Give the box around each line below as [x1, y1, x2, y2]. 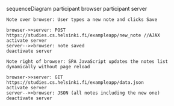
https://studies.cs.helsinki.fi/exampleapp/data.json [6, 80, 144, 86]
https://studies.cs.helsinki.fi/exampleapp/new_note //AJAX [6, 32, 161, 38]
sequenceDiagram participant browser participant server [6, 5, 148, 12]
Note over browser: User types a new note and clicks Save [6, 17, 158, 23]
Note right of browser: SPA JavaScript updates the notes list [6, 59, 169, 65]
